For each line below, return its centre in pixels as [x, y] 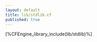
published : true [23, 19]
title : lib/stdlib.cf [28, 15]
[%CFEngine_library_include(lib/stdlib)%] [49, 34]
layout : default [23, 10]
